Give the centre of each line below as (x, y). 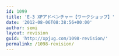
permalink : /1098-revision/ (40, 44)
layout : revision (27, 33)
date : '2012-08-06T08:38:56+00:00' (49, 22)
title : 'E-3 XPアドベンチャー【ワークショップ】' (60, 17)
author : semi (22, 28)
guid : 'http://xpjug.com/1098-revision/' (57, 38)
